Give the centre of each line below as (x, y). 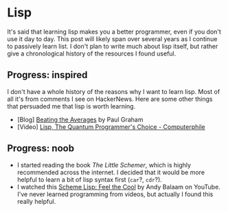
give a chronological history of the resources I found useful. (92, 54)
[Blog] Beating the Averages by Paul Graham (80, 119)
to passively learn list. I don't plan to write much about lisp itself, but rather (113, 46)
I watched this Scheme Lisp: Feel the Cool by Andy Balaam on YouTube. (119, 187)
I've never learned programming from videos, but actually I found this (115, 194)
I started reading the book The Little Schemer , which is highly (104, 165)
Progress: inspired (47, 75)
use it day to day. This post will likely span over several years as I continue (112, 38)
